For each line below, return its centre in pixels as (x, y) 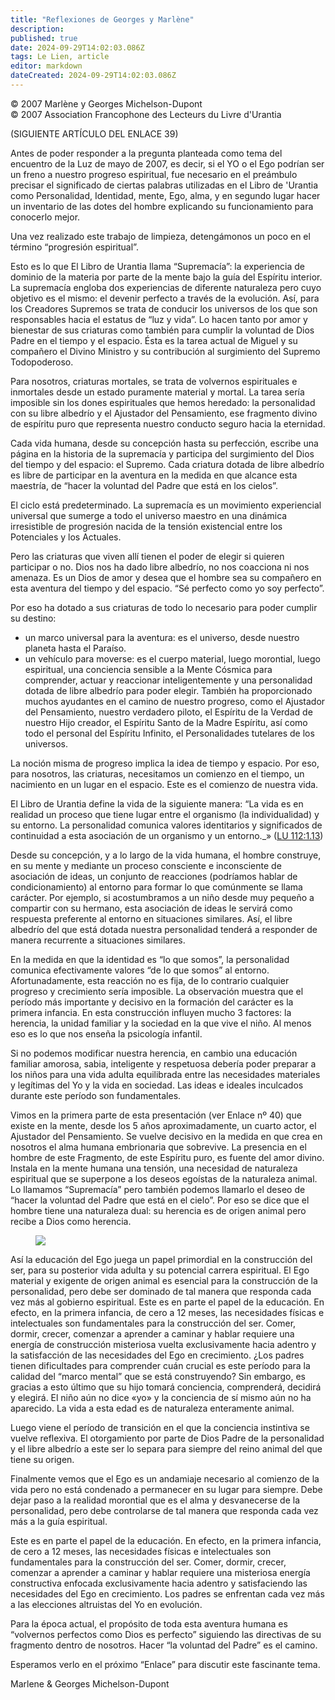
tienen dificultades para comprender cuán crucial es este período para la (160, 1365)
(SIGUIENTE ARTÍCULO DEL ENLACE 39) (94, 133)
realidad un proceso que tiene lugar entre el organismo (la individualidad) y (165, 814)
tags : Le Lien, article (60, 57)
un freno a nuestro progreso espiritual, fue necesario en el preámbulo (154, 174)
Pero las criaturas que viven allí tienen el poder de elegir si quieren (147, 556)
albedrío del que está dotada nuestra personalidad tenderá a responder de (164, 929)
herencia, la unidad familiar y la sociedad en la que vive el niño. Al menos (161, 1023)
